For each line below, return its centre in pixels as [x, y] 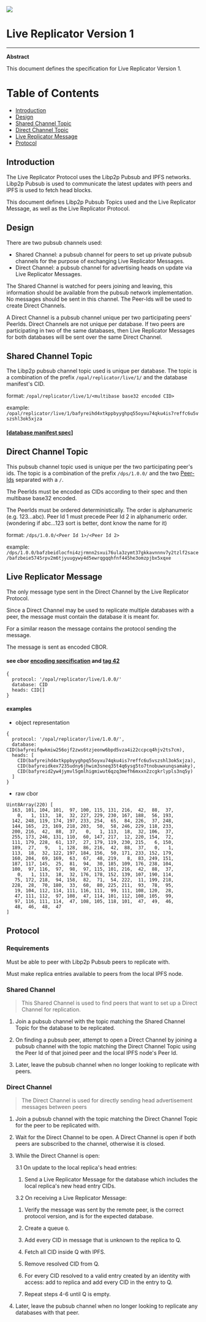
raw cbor [27, 793]
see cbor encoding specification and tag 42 [63, 661]
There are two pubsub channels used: [54, 242]
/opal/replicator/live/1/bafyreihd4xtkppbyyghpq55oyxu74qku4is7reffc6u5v [103, 414]
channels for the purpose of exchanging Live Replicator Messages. [100, 261]
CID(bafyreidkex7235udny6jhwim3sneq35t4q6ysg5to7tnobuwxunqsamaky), [107, 766]
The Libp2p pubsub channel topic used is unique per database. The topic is [102, 371]
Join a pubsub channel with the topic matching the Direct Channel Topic [106, 1119]
